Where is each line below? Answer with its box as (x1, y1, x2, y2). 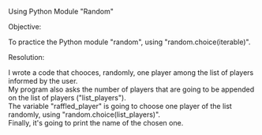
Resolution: (8, 53, 45, 62)
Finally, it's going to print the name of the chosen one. (8, 118, 184, 127)
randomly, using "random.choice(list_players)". (8, 110, 160, 119)
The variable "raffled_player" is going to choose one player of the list (8, 102, 233, 111)
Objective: (8, 22, 42, 31)
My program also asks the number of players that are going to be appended (8, 84, 255, 94)
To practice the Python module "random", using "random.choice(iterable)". (8, 37, 251, 47)
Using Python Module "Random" (8, 7, 114, 16)
